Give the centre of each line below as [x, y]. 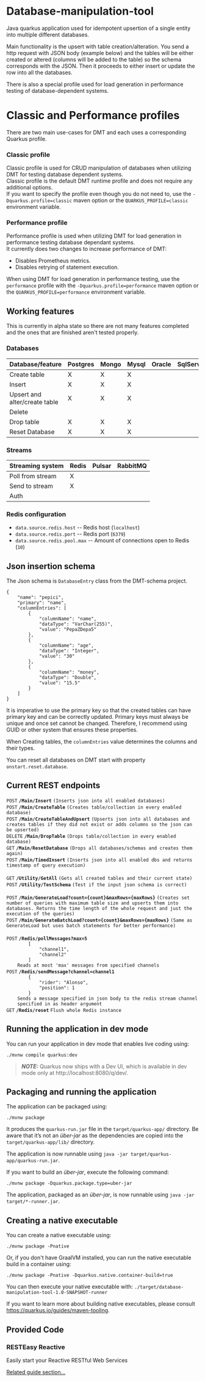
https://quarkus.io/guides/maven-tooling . [58, 1311]
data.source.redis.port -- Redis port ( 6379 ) [70, 534]
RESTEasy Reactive [36, 1347]
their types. [21, 748]
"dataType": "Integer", [69, 651]
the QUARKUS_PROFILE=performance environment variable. [76, 292]
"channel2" [53, 955]
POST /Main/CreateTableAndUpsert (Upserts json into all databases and [98, 819]
